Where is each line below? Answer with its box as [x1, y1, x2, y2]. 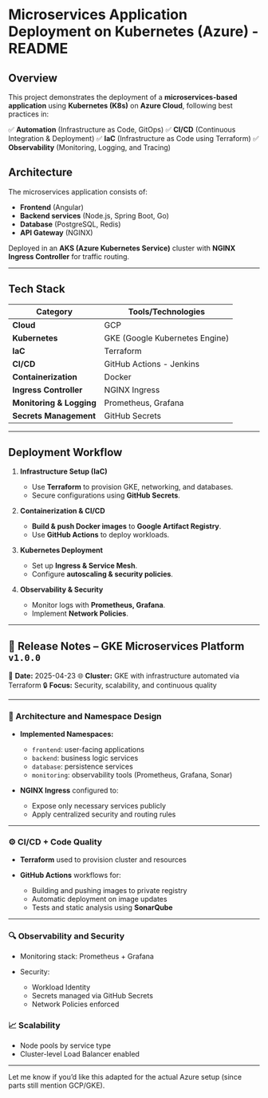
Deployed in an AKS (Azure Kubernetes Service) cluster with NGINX [8, 243, 236, 253]
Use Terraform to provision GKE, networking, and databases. [31, 482, 234, 492]
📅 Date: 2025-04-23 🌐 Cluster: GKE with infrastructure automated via [8, 671, 240, 681]
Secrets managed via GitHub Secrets [31, 991, 154, 1001]
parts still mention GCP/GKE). [8, 1080, 105, 1090]
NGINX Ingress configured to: [19, 785, 119, 795]
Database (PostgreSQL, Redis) [19, 219, 121, 229]
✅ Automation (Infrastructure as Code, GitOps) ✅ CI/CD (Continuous [8, 125, 236, 134]
